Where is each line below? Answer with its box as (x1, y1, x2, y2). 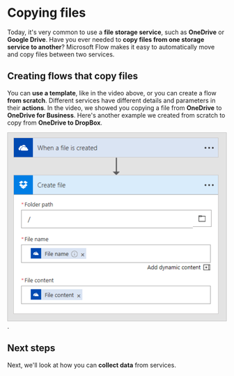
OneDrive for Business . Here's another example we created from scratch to (7, 111, 226, 119)
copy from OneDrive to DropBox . (7, 118, 103, 127)
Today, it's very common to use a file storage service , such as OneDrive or (7, 28, 225, 36)
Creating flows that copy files (7, 70, 138, 82)
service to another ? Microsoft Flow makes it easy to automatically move (7, 42, 215, 51)
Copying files (7, 5, 86, 21)
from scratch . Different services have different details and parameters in (7, 96, 216, 104)
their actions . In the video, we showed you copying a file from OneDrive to (7, 103, 222, 112)
